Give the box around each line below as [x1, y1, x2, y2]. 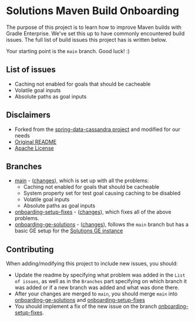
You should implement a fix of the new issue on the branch [14, 303, 157, 310]
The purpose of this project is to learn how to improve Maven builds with [6, 24, 182, 31]
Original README [14, 138, 57, 145]
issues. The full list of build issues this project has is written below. [6, 36, 167, 43]
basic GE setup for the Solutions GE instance [14, 227, 123, 234]
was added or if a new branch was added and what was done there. [14, 284, 180, 291]
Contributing [6, 244, 54, 254]
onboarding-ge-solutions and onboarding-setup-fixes [14, 297, 145, 304]
